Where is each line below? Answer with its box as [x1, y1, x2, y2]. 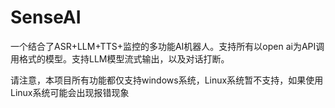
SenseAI [10, 6, 82, 29]
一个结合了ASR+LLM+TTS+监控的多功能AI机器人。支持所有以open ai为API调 [10, 40, 325, 52]
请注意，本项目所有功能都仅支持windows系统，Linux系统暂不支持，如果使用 [10, 74, 324, 86]
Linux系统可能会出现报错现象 [10, 86, 130, 98]
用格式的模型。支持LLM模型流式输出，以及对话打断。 [10, 52, 230, 65]
